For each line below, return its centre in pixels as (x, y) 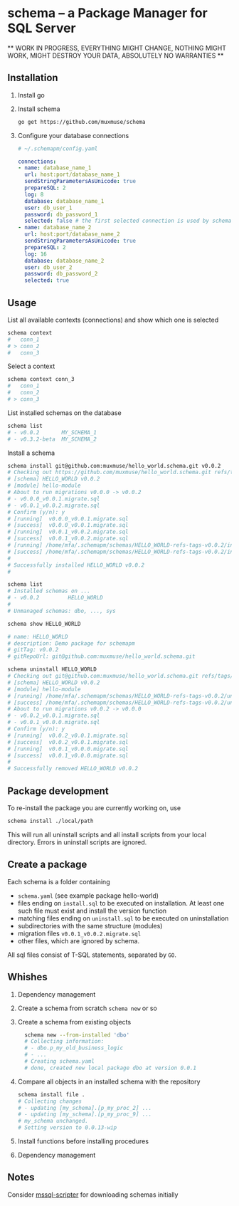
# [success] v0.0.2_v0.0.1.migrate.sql (68, 742)
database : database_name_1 (64, 201)
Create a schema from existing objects (74, 1022)
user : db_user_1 (48, 208)
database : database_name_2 (64, 261)
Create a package (47, 865)
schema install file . (51, 1094)
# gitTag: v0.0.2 (33, 650)
